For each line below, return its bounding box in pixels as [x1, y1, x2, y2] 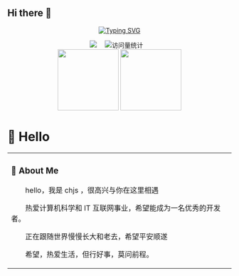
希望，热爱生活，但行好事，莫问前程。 [25, 249, 154, 259]
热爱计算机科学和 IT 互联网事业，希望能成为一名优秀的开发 [25, 203, 221, 213]
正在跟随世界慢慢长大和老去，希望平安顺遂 [25, 231, 169, 241]
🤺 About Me [11, 165, 59, 176]
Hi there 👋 [7, 7, 52, 19]
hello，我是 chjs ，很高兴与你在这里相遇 [25, 185, 159, 195]
